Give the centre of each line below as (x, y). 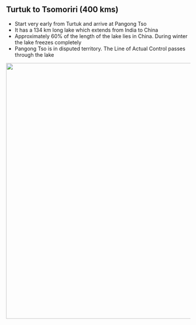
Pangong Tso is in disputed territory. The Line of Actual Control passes (100, 49)
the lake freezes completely (48, 42)
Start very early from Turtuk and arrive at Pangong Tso (80, 23)
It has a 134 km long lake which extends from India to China (86, 30)
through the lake (34, 54)
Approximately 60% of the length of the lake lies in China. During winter (101, 36)
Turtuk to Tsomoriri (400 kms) (62, 10)
